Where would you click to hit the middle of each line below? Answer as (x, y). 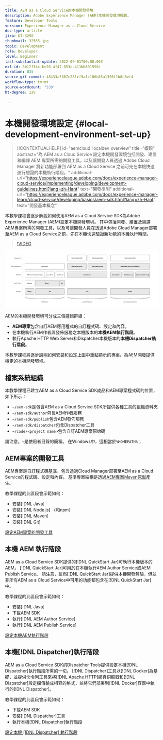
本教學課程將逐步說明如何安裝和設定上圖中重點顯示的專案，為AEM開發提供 (80, 355)
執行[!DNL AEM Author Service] (44, 619)
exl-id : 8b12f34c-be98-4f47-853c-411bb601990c (53, 67)
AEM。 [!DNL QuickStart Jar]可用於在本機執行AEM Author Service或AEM (78, 568)
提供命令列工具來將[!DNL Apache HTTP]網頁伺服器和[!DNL (76, 677)
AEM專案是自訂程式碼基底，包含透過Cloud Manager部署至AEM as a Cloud (79, 471)
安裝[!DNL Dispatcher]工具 (39, 716)
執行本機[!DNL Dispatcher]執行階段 (47, 722)
